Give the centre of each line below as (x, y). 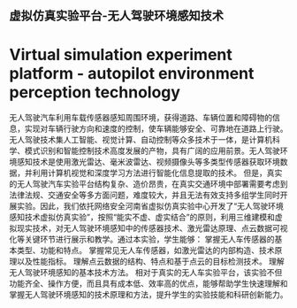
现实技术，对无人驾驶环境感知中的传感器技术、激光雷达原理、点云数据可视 (152, 228)
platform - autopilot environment (132, 73)
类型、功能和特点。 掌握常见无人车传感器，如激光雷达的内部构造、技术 (145, 250)
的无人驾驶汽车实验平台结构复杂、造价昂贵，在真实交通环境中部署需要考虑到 (148, 184)
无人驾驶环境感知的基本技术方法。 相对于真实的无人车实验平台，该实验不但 (146, 273)
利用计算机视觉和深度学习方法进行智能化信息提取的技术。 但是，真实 (157, 173)
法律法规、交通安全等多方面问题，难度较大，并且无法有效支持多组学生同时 (145, 195)
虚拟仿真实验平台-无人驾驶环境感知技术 (116, 16)
